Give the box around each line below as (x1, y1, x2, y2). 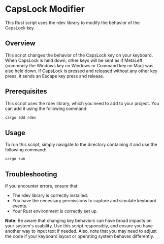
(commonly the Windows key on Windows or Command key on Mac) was (5, 62, 154, 68)
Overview (5, 39, 36, 48)
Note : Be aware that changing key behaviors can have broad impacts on (5, 217, 152, 223)
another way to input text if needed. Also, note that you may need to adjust (5, 228, 157, 234)
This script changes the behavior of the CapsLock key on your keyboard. (5, 52, 153, 58)
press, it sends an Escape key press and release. (5, 73, 104, 79)
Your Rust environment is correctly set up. (12, 208, 98, 214)
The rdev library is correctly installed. (12, 192, 89, 198)
